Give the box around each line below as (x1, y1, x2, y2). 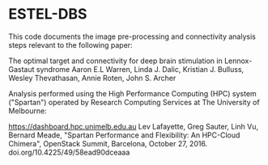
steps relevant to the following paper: (8, 40, 133, 49)
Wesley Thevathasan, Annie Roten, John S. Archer (8, 73, 177, 82)
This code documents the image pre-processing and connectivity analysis (8, 32, 257, 41)
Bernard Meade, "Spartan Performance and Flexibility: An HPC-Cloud (8, 130, 240, 140)
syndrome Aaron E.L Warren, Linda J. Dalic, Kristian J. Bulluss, (36, 64, 245, 74)
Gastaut (8, 64, 35, 74)
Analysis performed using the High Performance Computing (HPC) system (8, 88, 257, 98)
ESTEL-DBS (8, 5, 87, 23)
